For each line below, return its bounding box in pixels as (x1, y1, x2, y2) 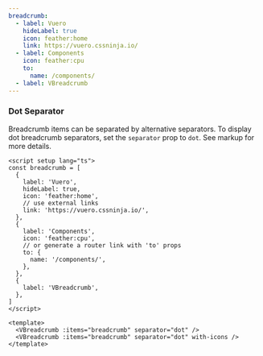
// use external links (23, 199, 99, 207)
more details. (8, 141, 52, 151)
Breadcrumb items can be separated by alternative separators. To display (8, 124, 252, 134)
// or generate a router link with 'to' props (23, 241, 182, 250)
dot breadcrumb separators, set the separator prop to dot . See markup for (8, 132, 255, 142)
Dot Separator (8, 106, 64, 117)
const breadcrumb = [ (8, 164, 81, 172)
